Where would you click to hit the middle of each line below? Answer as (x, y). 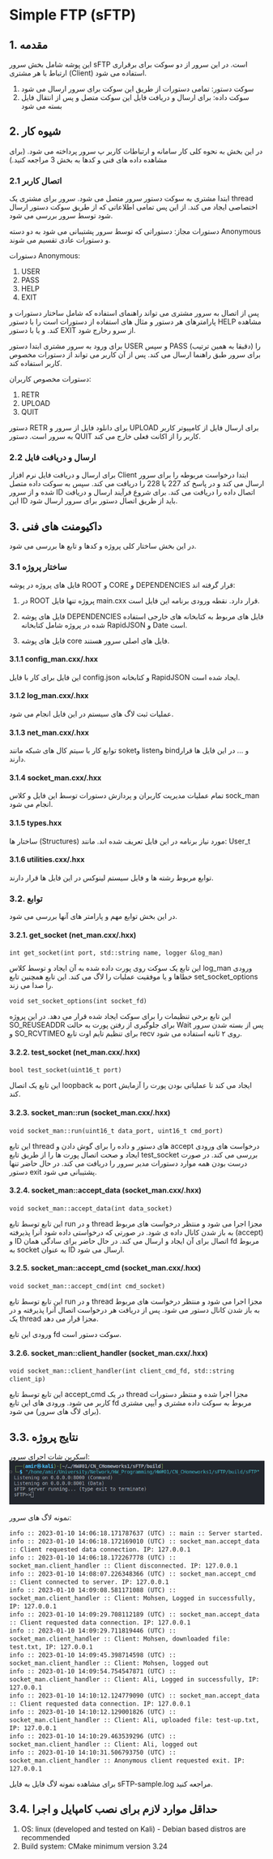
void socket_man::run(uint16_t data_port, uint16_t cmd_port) (116, 1131)
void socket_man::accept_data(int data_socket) (91, 1208)
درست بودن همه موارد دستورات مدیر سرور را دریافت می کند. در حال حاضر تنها (128, 1163)
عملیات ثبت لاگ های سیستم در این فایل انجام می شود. (92, 714)
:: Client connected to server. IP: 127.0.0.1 (89, 1582)
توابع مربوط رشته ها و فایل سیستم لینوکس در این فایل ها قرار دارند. (111, 878)
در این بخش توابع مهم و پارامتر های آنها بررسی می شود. (93, 917)
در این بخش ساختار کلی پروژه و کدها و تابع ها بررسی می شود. (103, 546)
